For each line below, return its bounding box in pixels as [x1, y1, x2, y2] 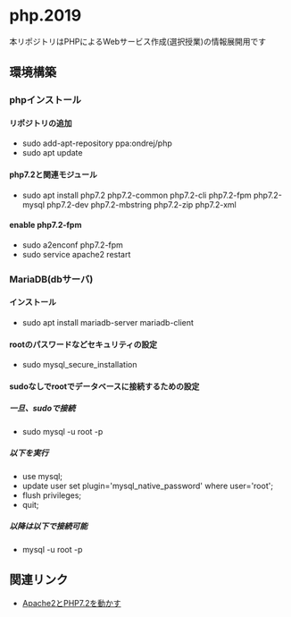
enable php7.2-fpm [9, 220, 82, 231]
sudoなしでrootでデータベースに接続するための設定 [9, 381, 200, 392]
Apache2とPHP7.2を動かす [21, 597, 122, 608]
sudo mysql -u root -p [21, 426, 104, 436]
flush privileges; [21, 489, 82, 501]
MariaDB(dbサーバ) [9, 273, 94, 285]
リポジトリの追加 [9, 117, 72, 128]
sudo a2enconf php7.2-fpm [21, 239, 123, 250]
